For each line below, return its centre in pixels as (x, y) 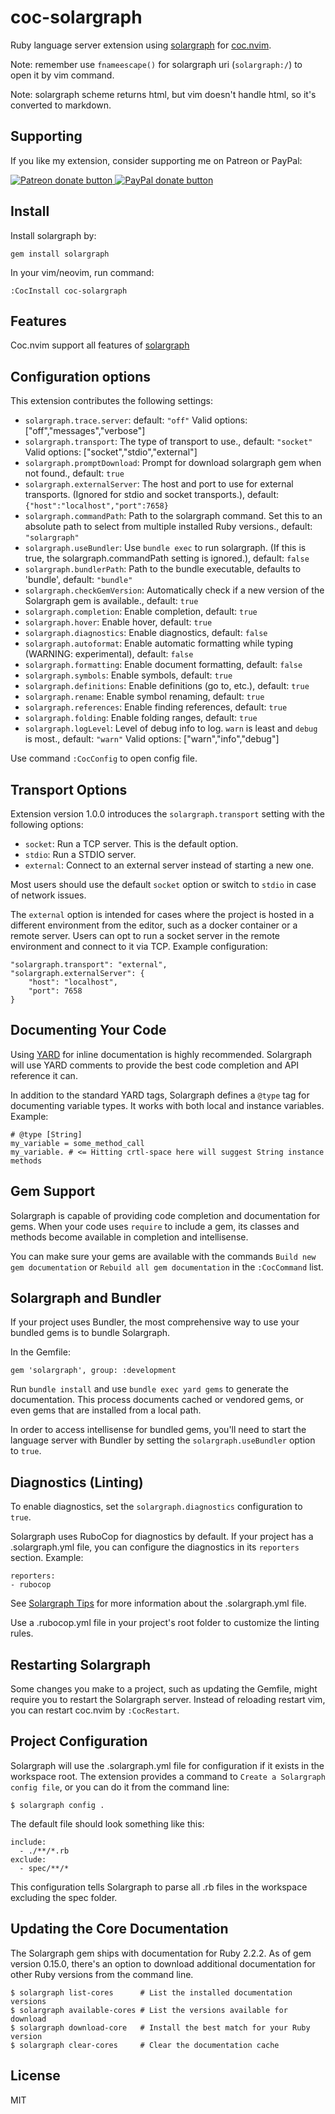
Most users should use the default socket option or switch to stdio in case (163, 884)
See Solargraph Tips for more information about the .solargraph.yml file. (158, 1603)
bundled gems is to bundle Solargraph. (90, 1333)
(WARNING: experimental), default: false (109, 654)
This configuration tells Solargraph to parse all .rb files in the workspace (159, 1887)
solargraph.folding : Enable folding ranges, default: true (141, 718)
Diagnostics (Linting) (77, 1482)
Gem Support (53, 1191)
